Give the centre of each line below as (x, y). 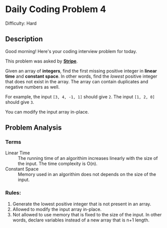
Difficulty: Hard (21, 23)
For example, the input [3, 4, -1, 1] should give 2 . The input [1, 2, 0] (80, 96)
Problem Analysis (34, 128)
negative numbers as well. (33, 87)
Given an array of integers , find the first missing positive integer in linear (81, 71)
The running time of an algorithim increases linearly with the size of (88, 158)
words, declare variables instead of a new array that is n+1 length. (81, 220)
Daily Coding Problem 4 (56, 9)
